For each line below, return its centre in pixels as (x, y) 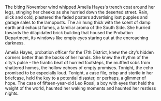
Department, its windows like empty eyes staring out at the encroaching (77, 38)
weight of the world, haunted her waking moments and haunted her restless (80, 88)
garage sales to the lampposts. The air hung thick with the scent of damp (78, 22)
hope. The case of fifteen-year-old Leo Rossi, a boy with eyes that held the (80, 83)
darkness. (15, 43)
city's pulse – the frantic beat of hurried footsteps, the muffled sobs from (78, 63)
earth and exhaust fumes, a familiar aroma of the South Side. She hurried (78, 28)
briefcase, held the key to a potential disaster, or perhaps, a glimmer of (75, 78)
